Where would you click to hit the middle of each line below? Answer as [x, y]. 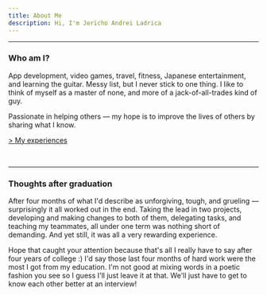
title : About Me [35, 16]
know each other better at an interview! [73, 284]
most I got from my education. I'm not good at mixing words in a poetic [124, 267]
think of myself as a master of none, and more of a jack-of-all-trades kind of [133, 92]
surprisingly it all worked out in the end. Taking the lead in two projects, [125, 210]
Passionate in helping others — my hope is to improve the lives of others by [132, 116]
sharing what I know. [42, 125]
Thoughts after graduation [60, 184]
